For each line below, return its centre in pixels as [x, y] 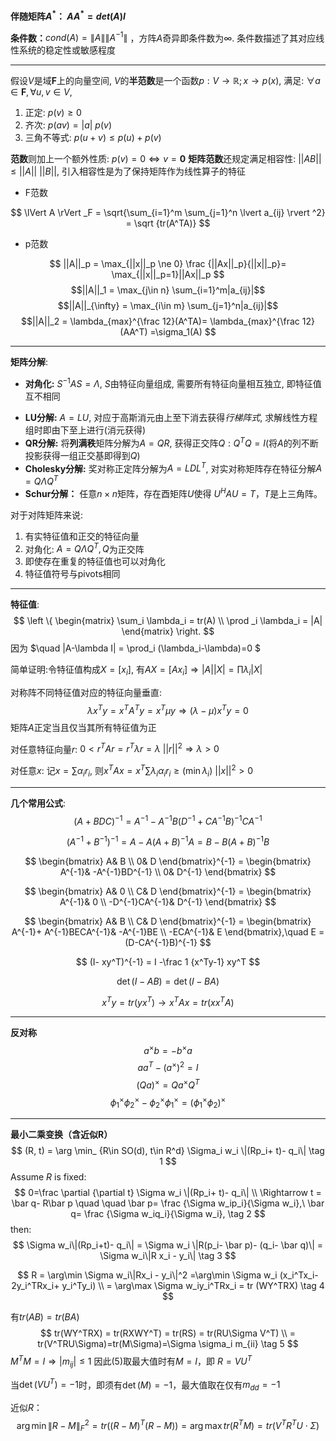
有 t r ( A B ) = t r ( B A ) [45, 1317]
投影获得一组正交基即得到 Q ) [82, 455]
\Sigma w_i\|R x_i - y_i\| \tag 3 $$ [168, 1256]
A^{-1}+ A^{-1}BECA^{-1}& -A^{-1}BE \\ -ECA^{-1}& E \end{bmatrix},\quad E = [168, 932]
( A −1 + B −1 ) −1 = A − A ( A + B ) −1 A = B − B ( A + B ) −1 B [168, 841]
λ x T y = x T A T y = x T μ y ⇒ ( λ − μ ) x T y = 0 [168, 709]
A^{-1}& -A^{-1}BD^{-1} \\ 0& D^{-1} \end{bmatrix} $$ [168, 872]
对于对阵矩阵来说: [47, 515]
